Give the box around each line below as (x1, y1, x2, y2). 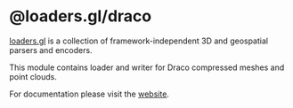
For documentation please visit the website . (9, 89, 169, 99)
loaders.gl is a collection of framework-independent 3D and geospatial (9, 35, 269, 46)
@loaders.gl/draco (9, 6, 152, 27)
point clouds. (9, 71, 58, 81)
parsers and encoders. (9, 44, 93, 55)
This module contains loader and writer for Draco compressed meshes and (9, 62, 285, 73)
